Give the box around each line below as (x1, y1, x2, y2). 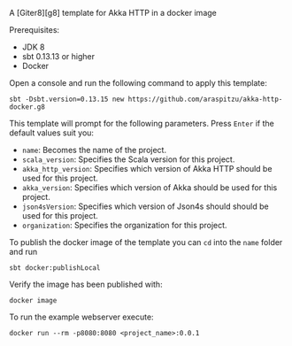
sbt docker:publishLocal (9, 264, 101, 273)
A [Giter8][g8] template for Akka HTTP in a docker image (9, 8, 217, 18)
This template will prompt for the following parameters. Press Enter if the (9, 119, 274, 128)
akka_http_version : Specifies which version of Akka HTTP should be (21, 164, 273, 173)
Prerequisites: (9, 25, 60, 35)
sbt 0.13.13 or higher (21, 51, 96, 61)
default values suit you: (9, 127, 95, 138)
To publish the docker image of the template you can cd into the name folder (9, 237, 283, 247)
